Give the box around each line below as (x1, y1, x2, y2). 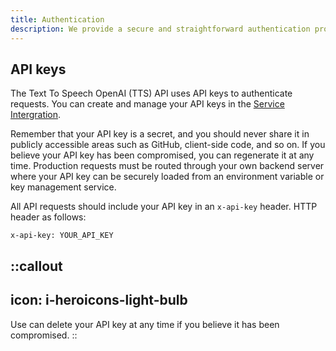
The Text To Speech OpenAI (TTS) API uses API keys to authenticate (10, 87, 293, 100)
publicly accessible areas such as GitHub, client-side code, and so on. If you (10, 139, 326, 151)
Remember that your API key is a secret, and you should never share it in (10, 128, 310, 140)
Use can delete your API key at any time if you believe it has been (10, 318, 280, 330)
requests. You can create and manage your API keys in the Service (10, 98, 285, 110)
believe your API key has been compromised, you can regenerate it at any (10, 149, 315, 161)
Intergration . (10, 109, 62, 121)
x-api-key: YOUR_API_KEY (10, 231, 114, 241)
